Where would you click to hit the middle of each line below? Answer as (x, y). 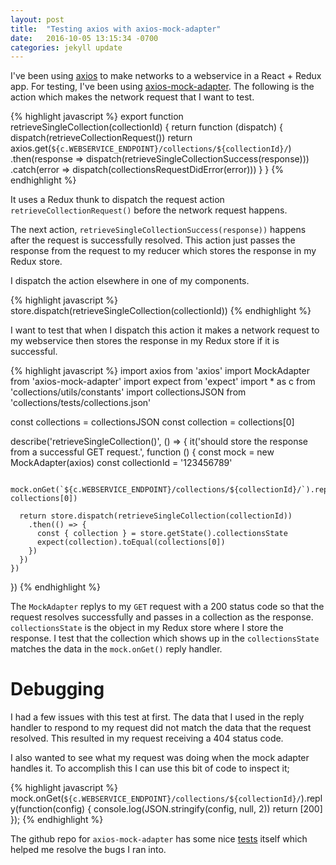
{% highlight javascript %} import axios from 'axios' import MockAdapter (160, 371)
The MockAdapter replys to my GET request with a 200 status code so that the (167, 607)
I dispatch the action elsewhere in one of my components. (130, 281)
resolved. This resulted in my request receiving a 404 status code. (147, 738)
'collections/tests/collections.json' (81, 403)
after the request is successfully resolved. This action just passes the (153, 240)
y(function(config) (48, 809)
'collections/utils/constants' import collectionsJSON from (128, 392)
